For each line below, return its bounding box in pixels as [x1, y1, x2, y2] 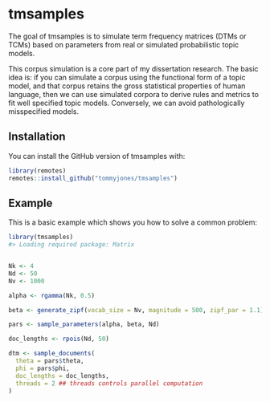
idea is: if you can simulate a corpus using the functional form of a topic [8, 72, 247, 82]
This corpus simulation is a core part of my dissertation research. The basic [8, 63, 259, 73]
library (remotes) [8, 166, 67, 175]
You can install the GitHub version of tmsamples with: [8, 151, 186, 160]
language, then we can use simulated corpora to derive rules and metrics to [8, 89, 260, 99]
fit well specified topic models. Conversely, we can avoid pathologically [8, 98, 245, 108]
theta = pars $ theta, [15, 357, 84, 365]
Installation [8, 130, 66, 144]
